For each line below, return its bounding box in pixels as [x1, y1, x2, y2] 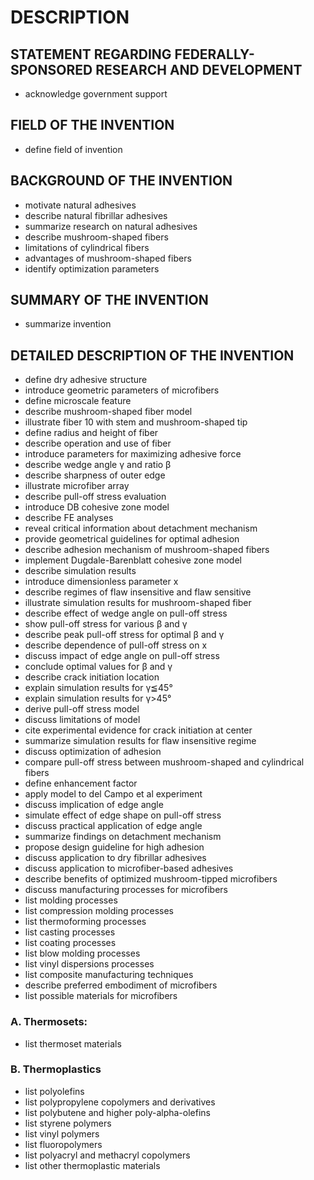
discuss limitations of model [24, 714, 141, 726]
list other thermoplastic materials [24, 1159, 161, 1171]
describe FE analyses [24, 512, 114, 524]
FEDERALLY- [174, 46, 255, 63]
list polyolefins [24, 1085, 85, 1097]
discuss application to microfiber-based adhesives [24, 862, 234, 875]
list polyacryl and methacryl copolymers [24, 1149, 191, 1161]
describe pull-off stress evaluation [24, 491, 167, 503]
